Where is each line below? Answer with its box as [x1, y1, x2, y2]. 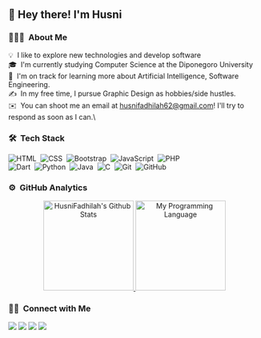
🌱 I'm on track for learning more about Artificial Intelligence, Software [8, 71, 239, 81]
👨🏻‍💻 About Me [8, 32, 68, 43]
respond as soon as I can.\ [8, 112, 96, 121]
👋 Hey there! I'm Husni [8, 8, 122, 22]
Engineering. [8, 79, 50, 89]
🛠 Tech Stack [8, 133, 66, 144]
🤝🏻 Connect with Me [8, 303, 91, 314]
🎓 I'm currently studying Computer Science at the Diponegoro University [8, 59, 254, 69]
